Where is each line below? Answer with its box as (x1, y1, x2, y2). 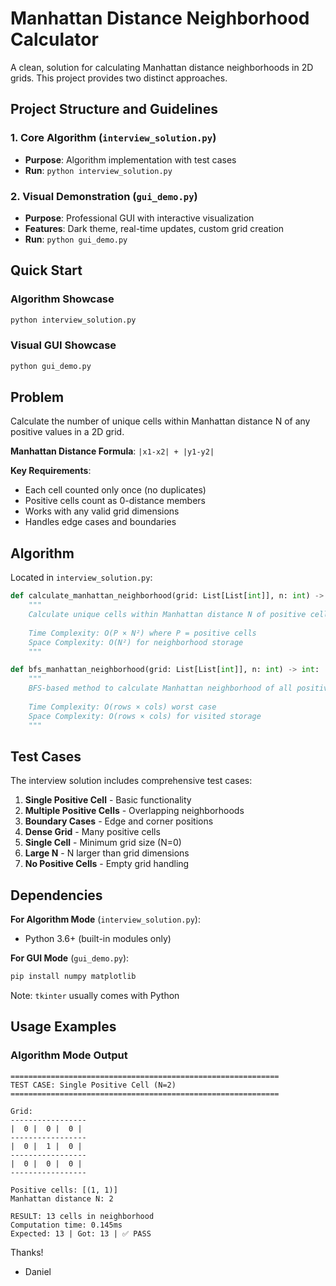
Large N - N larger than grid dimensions (24, 847, 190, 859)
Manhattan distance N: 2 (10, 1193, 114, 1204)
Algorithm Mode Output (10, 1048, 128, 1062)
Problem (10, 389, 65, 406)
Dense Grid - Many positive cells (24, 826, 161, 838)
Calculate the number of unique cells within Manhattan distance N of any (10, 415, 311, 427)
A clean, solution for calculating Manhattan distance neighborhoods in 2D (10, 61, 314, 73)
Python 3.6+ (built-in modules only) (24, 933, 172, 945)
